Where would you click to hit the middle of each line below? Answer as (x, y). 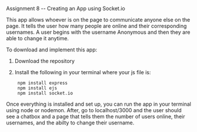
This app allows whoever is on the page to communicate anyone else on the (98, 20)
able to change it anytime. (38, 38)
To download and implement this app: (52, 50)
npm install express (42, 83)
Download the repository (45, 61)
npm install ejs (37, 88)
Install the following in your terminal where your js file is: (83, 72)
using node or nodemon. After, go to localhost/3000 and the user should (94, 110)
